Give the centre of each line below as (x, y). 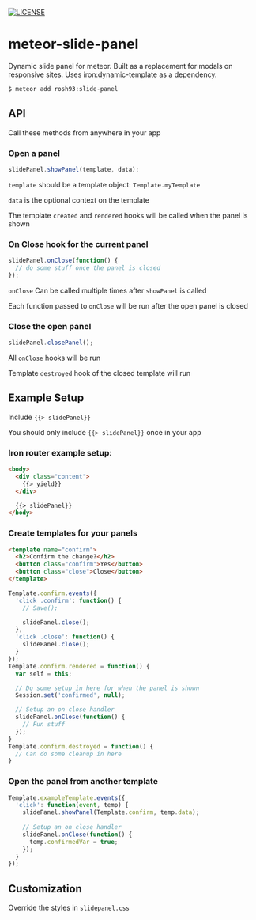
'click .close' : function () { (65, 637)
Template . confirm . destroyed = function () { (81, 746)
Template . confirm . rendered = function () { (79, 666)
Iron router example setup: (60, 452)
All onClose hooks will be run (55, 358)
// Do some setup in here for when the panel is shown (107, 688)
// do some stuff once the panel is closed (88, 268)
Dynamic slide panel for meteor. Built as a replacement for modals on (120, 66)
